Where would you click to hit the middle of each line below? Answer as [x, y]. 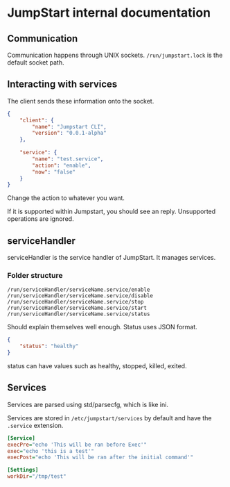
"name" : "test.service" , [68, 159]
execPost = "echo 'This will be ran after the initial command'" [100, 457]
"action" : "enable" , [62, 165]
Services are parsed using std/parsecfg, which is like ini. [88, 404]
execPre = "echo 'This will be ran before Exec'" [77, 445]
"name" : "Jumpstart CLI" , [70, 126]
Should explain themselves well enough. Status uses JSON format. [102, 327]
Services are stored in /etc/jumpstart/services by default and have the [109, 418]
